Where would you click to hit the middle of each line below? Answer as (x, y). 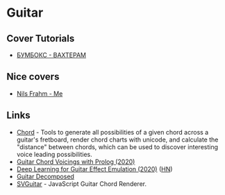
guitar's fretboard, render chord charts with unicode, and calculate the (117, 139)
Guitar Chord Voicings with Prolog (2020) (76, 162)
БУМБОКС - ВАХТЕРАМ (51, 55)
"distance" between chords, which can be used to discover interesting (117, 146)
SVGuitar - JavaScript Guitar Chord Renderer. (82, 184)
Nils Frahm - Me (40, 93)
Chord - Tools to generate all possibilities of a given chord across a (112, 132)
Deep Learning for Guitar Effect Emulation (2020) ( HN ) (94, 169)
